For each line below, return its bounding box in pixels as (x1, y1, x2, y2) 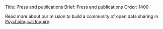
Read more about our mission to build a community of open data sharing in (5, 14, 158, 19)
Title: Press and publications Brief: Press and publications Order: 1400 (5, 4, 149, 10)
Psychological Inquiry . (5, 19, 51, 24)
